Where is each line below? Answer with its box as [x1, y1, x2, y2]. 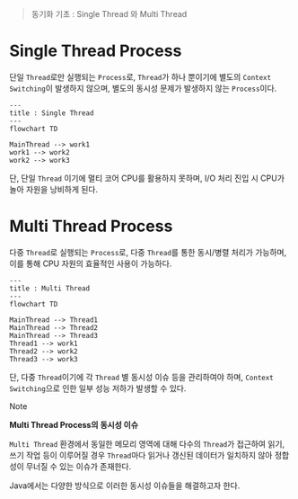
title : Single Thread [9, 108, 94, 118]
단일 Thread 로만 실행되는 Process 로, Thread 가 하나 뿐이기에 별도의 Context [9, 71, 272, 82]
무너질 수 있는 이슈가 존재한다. [25, 460, 132, 471]
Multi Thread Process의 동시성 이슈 [9, 419, 139, 430]
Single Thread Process [9, 40, 182, 61]
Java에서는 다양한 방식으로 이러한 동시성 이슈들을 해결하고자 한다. [9, 480, 241, 491]
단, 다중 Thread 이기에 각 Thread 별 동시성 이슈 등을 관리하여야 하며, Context [9, 371, 274, 382]
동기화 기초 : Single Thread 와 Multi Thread [31, 9, 188, 19]
